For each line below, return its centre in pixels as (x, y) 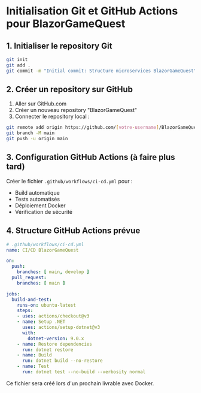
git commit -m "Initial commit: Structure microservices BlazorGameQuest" (101, 71)
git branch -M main (31, 133)
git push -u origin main (37, 139)
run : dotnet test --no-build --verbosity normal (84, 372)
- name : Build (34, 355)
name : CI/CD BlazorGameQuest (42, 250)
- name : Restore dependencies (55, 344)
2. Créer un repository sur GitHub (70, 90)
